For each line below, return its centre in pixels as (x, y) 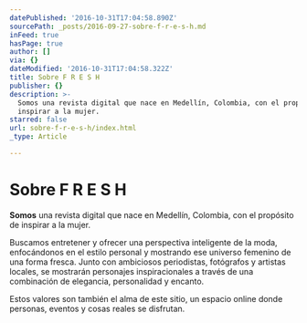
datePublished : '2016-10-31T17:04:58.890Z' (94, 18)
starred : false (38, 120)
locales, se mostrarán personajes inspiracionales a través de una (132, 271)
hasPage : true (37, 43)
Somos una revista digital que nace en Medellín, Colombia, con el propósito (152, 214)
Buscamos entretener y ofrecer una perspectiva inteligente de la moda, (143, 242)
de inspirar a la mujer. (50, 224)
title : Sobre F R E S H (55, 78)
